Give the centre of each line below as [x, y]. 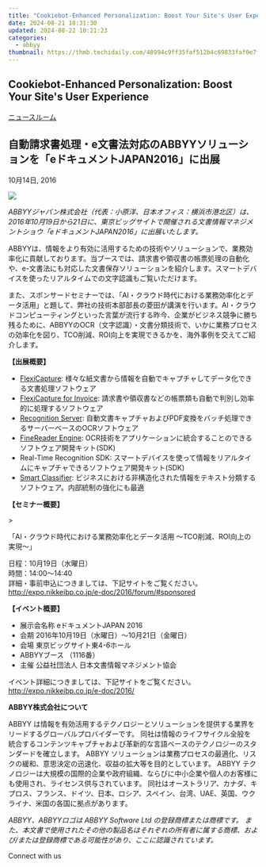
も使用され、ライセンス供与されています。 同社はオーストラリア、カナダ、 [129, 783]
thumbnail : [26, 52]
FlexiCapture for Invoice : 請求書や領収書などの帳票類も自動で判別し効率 [137, 398]
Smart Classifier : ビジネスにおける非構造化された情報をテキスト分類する [138, 478]
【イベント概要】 [36, 608]
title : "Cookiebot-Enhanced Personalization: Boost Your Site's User [125, 15]
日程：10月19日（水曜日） [50, 563]
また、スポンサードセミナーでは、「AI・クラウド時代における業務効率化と [127, 295]
